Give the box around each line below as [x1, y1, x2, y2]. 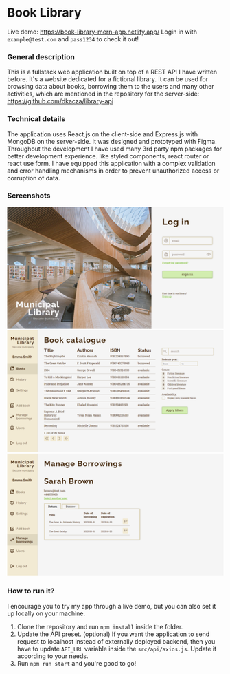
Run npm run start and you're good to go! [16, 659, 137, 667]
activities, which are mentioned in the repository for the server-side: [7, 89, 200, 98]
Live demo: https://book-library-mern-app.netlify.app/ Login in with [7, 28, 198, 36]
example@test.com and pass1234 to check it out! [7, 34, 139, 43]
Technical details [7, 114, 66, 124]
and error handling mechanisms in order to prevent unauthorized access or [7, 167, 220, 175]
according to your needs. [16, 652, 89, 660]
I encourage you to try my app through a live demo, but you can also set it [7, 602, 216, 610]
